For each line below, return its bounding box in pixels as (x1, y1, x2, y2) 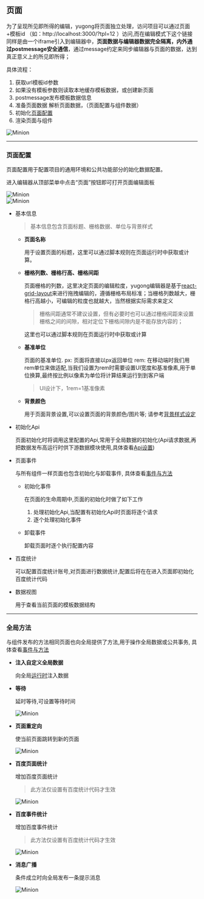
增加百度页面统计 (15, 773, 58, 780)
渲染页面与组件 (15, 117, 53, 124)
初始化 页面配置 (15, 109, 53, 116)
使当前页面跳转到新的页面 (15, 735, 80, 743)
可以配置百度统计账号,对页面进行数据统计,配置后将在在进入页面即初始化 (15, 568, 194, 575)
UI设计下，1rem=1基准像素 (39, 385, 105, 392)
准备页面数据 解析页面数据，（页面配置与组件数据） (15, 102, 142, 109)
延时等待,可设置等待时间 (15, 698, 76, 705)
